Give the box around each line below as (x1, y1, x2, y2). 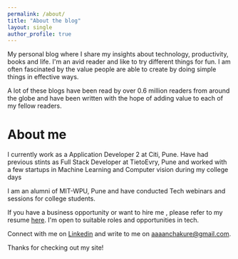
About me (7, 126, 67, 143)
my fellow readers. (7, 101, 62, 111)
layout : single (7, 24, 53, 31)
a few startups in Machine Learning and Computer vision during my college (7, 166, 229, 174)
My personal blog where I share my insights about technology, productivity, (7, 50, 229, 59)
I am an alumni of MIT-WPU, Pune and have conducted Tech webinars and (7, 187, 226, 195)
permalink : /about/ (7, 10, 66, 18)
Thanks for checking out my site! (7, 243, 104, 252)
